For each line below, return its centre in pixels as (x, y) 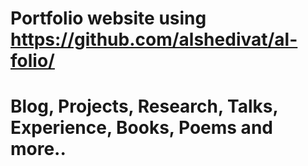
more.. (38, 149)
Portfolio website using (108, 18)
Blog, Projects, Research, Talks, (144, 106)
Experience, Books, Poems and (141, 128)
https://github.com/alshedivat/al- (154, 39)
